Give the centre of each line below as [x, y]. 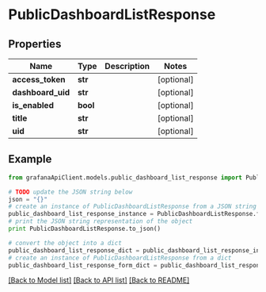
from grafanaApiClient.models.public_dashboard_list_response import [125, 177]
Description [127, 66]
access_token [39, 79]
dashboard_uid [41, 92]
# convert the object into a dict [65, 243]
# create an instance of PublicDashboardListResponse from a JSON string [133, 207]
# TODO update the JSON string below [70, 192]
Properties [35, 44]
